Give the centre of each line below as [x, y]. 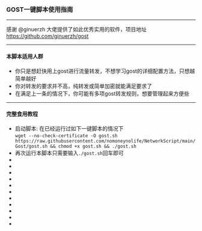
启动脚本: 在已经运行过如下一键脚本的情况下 [69, 128]
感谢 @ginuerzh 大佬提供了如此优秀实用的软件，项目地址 [77, 29]
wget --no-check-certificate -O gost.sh [66, 136]
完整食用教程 [22, 114]
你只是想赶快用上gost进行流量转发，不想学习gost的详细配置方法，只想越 [105, 71]
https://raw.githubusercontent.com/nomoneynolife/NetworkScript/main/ [105, 141]
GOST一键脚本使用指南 [40, 9]
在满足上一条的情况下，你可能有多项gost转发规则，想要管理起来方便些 [102, 93]
